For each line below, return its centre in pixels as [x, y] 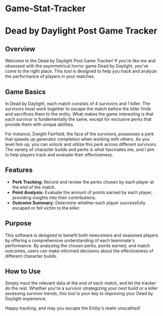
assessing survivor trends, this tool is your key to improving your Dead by [79, 293]
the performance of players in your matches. [50, 76]
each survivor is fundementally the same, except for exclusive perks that [78, 119]
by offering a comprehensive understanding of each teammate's [70, 240]
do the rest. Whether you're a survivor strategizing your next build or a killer [81, 288]
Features [19, 170]
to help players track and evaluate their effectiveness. [59, 155]
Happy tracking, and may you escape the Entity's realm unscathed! [73, 308]
